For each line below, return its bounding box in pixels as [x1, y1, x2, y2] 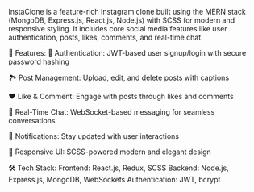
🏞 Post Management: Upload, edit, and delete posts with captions [8, 73, 230, 82]
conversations [8, 116, 56, 125]
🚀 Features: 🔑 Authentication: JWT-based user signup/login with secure [8, 48, 247, 57]
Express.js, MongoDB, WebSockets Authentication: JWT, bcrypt [8, 175, 221, 184]
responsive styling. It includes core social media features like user [8, 24, 227, 33]
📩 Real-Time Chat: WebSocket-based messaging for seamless [8, 107, 215, 116]
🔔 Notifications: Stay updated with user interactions [8, 131, 180, 140]
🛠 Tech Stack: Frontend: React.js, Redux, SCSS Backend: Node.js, [8, 163, 229, 173]
